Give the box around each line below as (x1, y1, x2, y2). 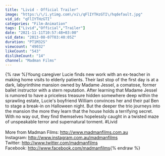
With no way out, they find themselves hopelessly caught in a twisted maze (5, 113, 160, 119)
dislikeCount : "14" (5, 53, 46, 58)
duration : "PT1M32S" (5, 40, 48, 45)
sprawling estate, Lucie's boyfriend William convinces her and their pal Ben (5, 98, 159, 104)
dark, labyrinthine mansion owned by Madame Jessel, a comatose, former (5, 82, 157, 88)
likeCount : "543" (5, 49, 41, 53)
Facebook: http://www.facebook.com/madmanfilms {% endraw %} (5, 145, 140, 151)
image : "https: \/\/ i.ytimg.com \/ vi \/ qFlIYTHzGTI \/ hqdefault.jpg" (5, 12, 143, 17)
